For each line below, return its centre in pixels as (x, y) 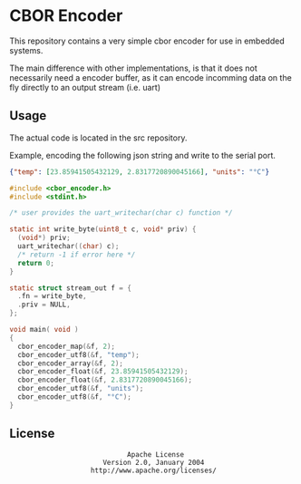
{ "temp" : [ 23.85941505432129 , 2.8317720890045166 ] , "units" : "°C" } (140, 172)
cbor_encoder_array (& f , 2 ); (71, 363)
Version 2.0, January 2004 (154, 462)
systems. (26, 50)
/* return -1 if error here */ (77, 255)
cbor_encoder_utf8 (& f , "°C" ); (74, 397)
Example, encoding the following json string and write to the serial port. (143, 155)
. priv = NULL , (44, 305)
